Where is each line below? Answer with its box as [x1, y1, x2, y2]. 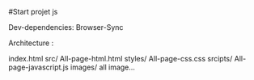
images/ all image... [70, 62, 136, 72]
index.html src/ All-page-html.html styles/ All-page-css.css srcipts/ [8, 54, 233, 63]
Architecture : [8, 38, 54, 48]
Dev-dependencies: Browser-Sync [8, 23, 124, 32]
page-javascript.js [8, 62, 69, 72]
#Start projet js [8, 7, 58, 16]
